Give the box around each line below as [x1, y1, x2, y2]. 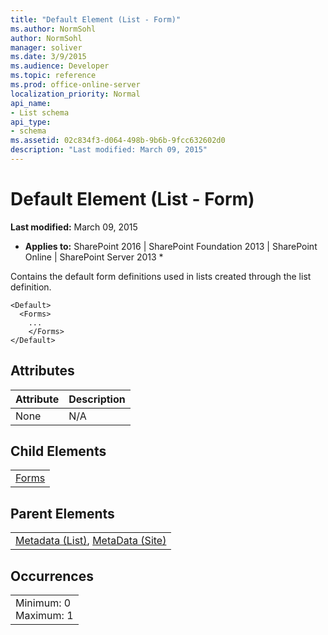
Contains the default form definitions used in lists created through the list [10, 270, 312, 282]
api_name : [10, 98, 52, 108]
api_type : [10, 117, 52, 127]
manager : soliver [10, 42, 83, 53]
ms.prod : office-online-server [10, 80, 141, 90]
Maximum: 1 [15, 609, 74, 623]
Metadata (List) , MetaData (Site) [15, 534, 167, 548]
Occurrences [10, 567, 94, 585]
